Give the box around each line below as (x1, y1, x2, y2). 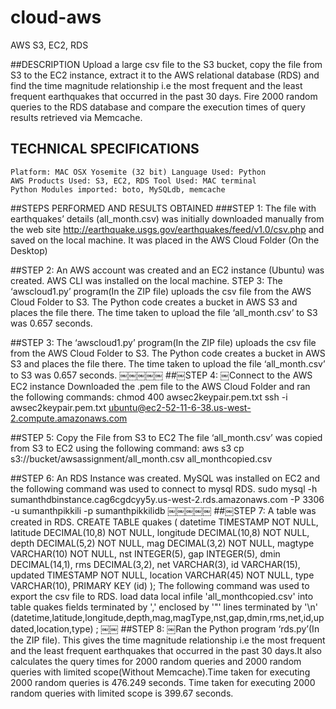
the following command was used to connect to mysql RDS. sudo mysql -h (10, 482, 318, 495)
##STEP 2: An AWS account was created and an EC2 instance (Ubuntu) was (10, 264, 325, 276)
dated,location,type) (10, 622, 94, 635)
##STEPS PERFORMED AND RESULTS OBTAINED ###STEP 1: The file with (10, 202, 317, 214)
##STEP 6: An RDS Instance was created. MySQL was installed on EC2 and (10, 472, 321, 484)
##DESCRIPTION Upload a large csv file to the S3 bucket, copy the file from (10, 58, 323, 70)
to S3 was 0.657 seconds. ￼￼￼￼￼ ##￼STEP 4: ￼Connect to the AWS (10, 369, 313, 381)
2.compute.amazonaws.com (10, 412, 128, 424)
